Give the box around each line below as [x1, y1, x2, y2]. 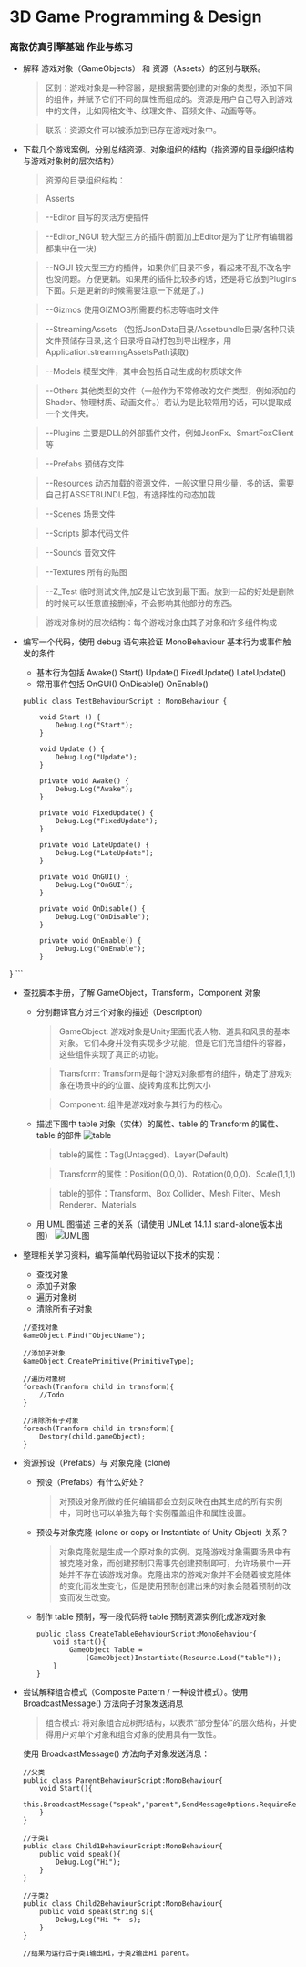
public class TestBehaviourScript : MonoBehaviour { [22, 696, 228, 706]
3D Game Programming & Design [9, 6, 262, 27]
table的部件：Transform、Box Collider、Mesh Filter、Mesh [58, 1188, 280, 1199]
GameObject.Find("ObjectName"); [22, 1331, 146, 1341]
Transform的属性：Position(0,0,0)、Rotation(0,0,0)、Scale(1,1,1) [58, 1168, 296, 1179]
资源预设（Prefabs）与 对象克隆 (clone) [22, 1458, 171, 1469]
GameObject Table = [68, 1646, 143, 1655]
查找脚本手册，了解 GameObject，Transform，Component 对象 [22, 988, 261, 999]
